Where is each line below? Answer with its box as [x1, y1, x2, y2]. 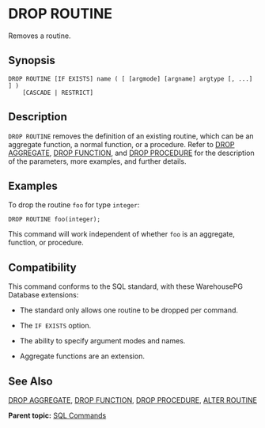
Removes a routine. [8, 31, 71, 40]
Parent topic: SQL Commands [8, 411, 107, 420]
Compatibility [8, 260, 77, 274]
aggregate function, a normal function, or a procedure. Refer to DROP [8, 139, 235, 149]
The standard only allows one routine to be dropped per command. [19, 305, 239, 315]
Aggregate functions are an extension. [19, 351, 145, 361]
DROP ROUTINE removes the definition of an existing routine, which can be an [8, 131, 255, 141]
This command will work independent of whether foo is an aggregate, [8, 229, 235, 239]
